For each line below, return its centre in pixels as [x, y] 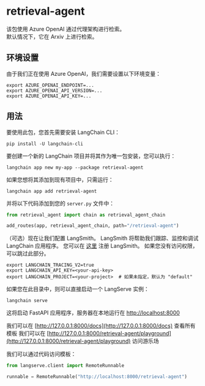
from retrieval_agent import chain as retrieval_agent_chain [86, 215]
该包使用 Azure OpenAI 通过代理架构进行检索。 [66, 29]
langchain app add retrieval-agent [52, 191]
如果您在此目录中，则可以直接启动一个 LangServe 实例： [78, 289]
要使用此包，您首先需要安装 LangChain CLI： [63, 132]
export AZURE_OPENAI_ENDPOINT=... [50, 85]
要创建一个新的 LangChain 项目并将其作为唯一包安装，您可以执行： [91, 156]
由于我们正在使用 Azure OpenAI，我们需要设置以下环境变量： [84, 73]
